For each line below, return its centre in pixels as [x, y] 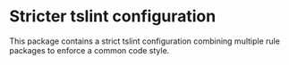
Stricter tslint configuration [113, 16]
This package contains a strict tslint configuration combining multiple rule [144, 41]
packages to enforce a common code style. [89, 50]
